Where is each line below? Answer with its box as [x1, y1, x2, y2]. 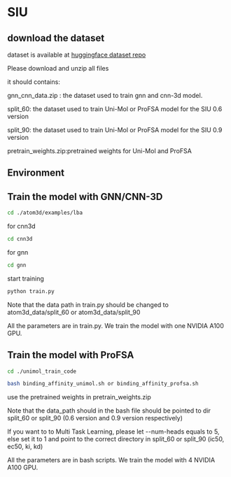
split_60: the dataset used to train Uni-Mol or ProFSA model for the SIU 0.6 [7, 105, 223, 113]
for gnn [7, 248, 29, 256]
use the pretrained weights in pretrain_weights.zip [7, 393, 152, 401]
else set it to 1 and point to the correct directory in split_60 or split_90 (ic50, [7, 435, 225, 443]
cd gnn [7, 262, 27, 269]
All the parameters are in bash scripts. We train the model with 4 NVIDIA [7, 456, 216, 464]
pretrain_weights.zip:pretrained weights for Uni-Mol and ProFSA [7, 147, 192, 155]
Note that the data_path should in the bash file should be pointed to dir [7, 406, 211, 415]
